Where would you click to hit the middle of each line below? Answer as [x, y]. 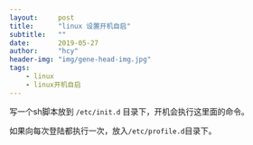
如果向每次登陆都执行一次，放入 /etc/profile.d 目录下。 [113, 131]
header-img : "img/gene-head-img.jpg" [80, 59]
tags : [19, 68]
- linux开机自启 [53, 85]
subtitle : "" [38, 34]
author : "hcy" [44, 51]
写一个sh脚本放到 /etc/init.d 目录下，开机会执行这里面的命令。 [130, 111]
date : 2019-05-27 [54, 43]
